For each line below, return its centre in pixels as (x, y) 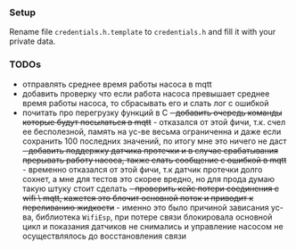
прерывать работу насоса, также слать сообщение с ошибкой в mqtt (154, 160)
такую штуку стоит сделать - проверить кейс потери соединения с (150, 188)
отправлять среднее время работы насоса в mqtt (117, 84)
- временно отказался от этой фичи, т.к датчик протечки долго (142, 169)
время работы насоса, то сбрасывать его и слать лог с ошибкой (145, 103)
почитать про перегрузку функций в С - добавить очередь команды (152, 112)
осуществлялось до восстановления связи (104, 236)
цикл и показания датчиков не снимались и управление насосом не (152, 226)
